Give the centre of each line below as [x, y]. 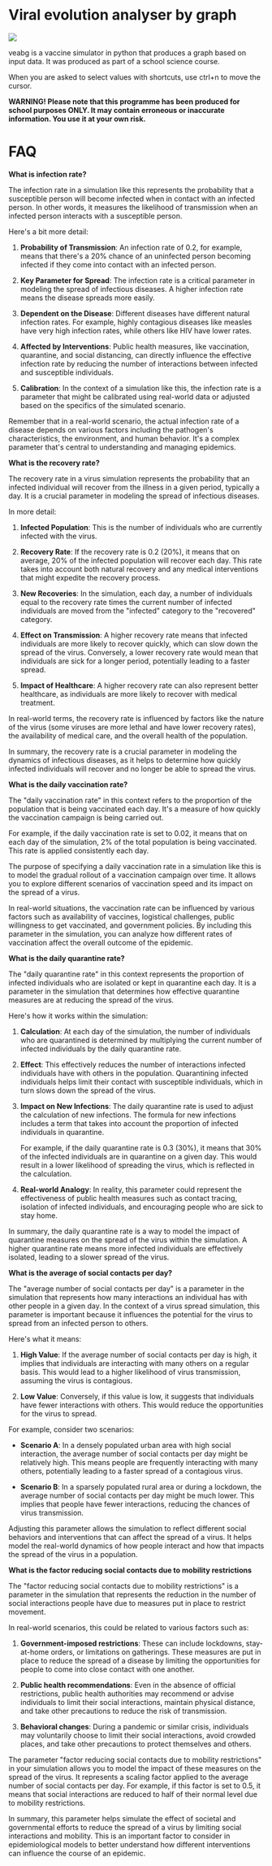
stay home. [39, 1215]
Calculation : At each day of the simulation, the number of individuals [135, 1031]
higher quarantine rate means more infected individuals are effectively [126, 1248]
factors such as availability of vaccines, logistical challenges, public [122, 916]
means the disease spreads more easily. [88, 298]
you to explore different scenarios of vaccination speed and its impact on [131, 883]
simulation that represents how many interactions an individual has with [128, 1297]
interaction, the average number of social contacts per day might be [134, 1454]
